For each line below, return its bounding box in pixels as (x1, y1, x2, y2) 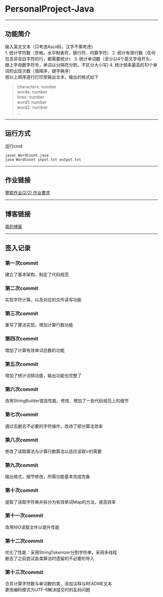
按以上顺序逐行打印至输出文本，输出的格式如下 (5, 74, 98, 80)
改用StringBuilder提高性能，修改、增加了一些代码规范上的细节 (5, 398, 129, 404)
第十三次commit (5, 569, 44, 576)
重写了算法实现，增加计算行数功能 (5, 322, 73, 328)
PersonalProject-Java (5, 3, 95, 15)
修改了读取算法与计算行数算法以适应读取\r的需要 (5, 448, 102, 454)
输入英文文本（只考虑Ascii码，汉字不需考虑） (5, 44, 96, 50)
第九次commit (5, 462, 39, 468)
